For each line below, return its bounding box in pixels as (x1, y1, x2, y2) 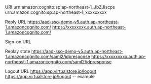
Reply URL (5, 19, 27, 25)
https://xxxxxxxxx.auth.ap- (91, 54, 146, 59)
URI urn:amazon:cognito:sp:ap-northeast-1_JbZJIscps (5, 4, 115, 10)
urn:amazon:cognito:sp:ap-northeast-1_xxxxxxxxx (5, 9, 107, 15)
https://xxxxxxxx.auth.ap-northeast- (52, 24, 126, 30)
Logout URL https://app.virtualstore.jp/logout (5, 68, 96, 74)
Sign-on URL (5, 39, 31, 45)
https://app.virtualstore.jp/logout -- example (5, 74, 95, 79)
